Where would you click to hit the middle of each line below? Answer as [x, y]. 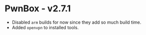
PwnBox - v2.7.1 [38, 9]
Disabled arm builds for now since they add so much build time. [76, 22]
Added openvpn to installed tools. [45, 27]
